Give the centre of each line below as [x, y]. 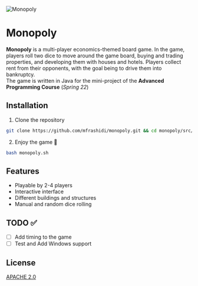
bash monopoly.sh [27, 153]
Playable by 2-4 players [43, 186]
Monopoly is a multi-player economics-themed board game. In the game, [95, 49]
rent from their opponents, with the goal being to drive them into [84, 68]
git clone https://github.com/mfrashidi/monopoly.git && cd [82, 131]
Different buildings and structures [55, 198]
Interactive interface [39, 191]
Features [23, 171]
